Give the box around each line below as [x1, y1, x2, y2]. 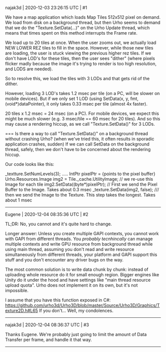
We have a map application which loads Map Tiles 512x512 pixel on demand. [5, 14, 161, 20]
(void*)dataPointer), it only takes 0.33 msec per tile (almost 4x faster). [5, 101, 148, 106]
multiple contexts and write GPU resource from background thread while [5, 241, 153, 247]
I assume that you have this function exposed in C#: [5, 297, 111, 303]
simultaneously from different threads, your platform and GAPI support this [5, 251, 157, 257]
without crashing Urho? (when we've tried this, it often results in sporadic [5, 136, 155, 142]
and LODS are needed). [5, 66, 53, 72]
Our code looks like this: [5, 161, 54, 167]
